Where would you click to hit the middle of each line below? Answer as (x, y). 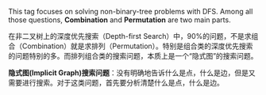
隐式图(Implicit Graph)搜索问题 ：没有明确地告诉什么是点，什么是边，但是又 (132, 73)
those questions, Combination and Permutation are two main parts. (120, 20)
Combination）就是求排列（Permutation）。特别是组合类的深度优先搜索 (137, 46)
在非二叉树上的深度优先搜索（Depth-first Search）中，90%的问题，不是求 (130, 36)
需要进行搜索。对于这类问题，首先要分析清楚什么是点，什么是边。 (116, 83)
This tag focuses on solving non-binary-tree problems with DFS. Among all (131, 11)
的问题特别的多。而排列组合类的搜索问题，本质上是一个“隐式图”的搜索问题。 (133, 56)
